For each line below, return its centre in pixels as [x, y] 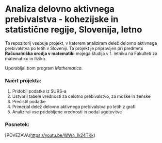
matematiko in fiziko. [26, 58]
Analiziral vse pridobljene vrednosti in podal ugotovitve [67, 112]
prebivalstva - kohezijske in [62, 19]
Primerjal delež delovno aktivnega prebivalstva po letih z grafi [74, 107]
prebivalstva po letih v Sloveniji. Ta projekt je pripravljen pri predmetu [74, 48]
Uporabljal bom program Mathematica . [44, 68]
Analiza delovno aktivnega [60, 9]
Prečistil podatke [29, 102]
